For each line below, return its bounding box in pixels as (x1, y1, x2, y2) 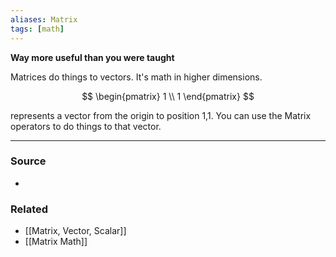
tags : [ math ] (10, 24, 65, 34)
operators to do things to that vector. (10, 120, 162, 132)
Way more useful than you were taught (10, 51, 175, 63)
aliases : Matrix (10, 14, 78, 25)
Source (10, 154, 47, 168)
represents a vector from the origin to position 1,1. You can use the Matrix (10, 109, 312, 121)
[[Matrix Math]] (24, 236, 88, 248)
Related (10, 202, 49, 216)
